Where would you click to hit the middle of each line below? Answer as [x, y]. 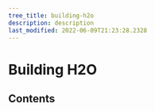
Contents [32, 99]
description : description [51, 23]
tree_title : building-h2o [51, 15]
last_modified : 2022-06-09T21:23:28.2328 [78, 30]
